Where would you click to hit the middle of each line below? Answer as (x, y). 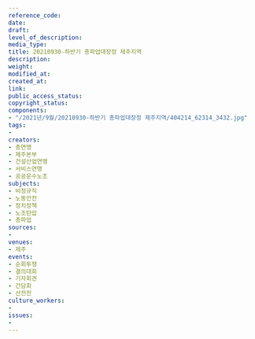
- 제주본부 (23, 154)
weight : (21, 67)
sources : (22, 228)
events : (21, 256)
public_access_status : (45, 96)
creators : (24, 140)
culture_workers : (37, 300)
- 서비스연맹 (26, 169)
